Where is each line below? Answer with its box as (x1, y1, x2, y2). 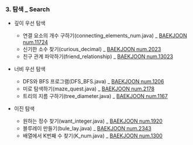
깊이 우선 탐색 (13, 19, 46, 27)
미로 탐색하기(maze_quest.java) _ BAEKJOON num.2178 (22, 85, 155, 92)
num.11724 (22, 39, 48, 46)
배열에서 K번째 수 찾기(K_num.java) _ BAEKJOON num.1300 (22, 132, 163, 139)
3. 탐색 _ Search (5, 5, 50, 13)
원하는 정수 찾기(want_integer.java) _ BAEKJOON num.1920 (22, 117, 163, 124)
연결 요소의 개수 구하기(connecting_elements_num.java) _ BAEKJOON (22, 32, 188, 39)
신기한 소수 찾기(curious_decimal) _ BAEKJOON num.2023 (22, 46, 161, 53)
